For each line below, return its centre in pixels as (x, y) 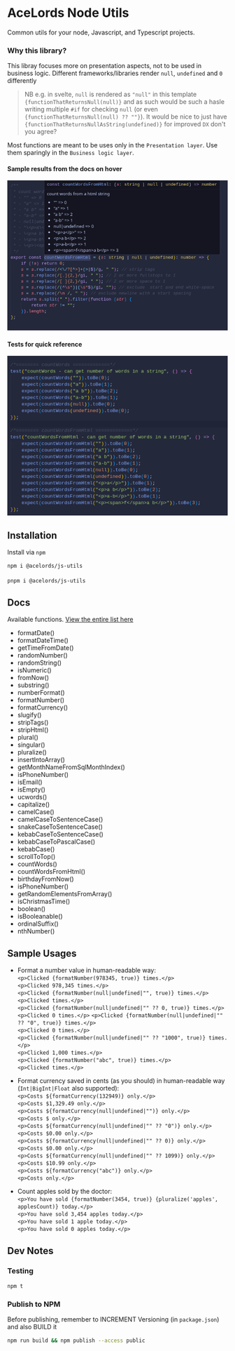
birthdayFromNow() (46, 879)
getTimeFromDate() (45, 648)
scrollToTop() (36, 857)
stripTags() (33, 723)
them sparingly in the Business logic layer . (71, 153)
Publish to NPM (34, 1304)
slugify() (29, 715)
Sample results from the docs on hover (65, 168)
